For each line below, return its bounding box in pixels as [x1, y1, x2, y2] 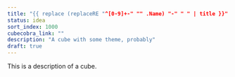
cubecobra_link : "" [7, 29, 65, 37]
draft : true [7, 43, 42, 50]
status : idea [7, 17, 46, 24]
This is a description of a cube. [7, 62, 97, 70]
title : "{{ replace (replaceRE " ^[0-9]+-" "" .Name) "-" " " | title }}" [7, 10, 229, 17]
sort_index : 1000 [7, 23, 58, 30]
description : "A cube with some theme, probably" [7, 36, 156, 43]
